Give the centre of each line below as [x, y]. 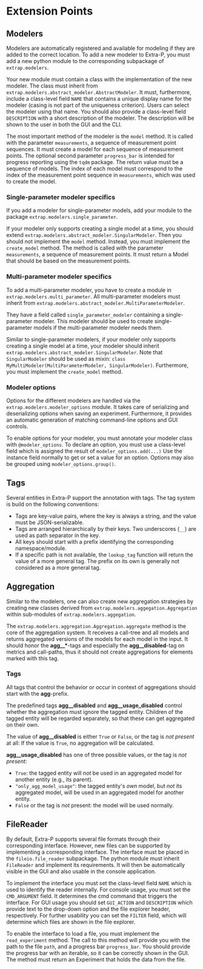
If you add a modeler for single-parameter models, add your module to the [99, 210]
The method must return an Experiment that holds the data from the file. [96, 959]
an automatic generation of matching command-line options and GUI [92, 420]
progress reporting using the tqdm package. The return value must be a [95, 162]
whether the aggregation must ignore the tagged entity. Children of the [95, 711]
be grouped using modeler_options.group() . [61, 464]
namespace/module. [41, 548]
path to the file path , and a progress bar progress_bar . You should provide [98, 947]
